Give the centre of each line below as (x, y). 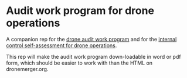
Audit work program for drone (80, 11)
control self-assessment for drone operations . (62, 45)
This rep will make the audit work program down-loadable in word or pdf (93, 56)
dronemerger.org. (27, 69)
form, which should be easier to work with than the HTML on (79, 63)
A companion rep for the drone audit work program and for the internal (91, 39)
